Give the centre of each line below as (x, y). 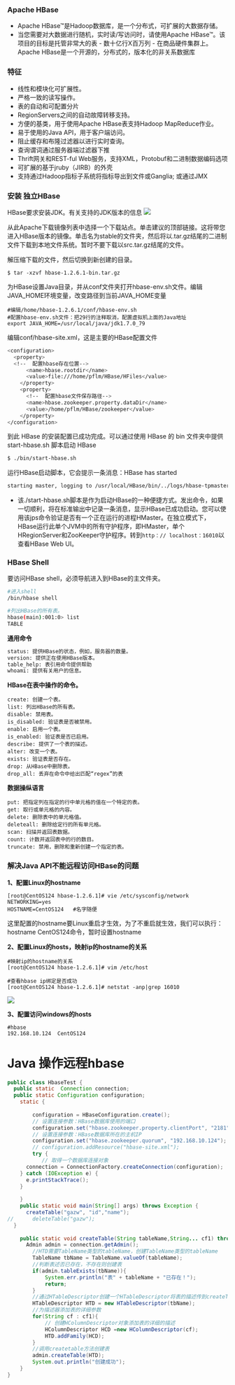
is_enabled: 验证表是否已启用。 (50, 737)
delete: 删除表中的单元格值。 (46, 817)
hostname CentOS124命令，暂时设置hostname (74, 932)
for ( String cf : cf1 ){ (65, 1316)
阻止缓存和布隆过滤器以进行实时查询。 (72, 141)
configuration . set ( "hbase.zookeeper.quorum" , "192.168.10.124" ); (130, 1141)
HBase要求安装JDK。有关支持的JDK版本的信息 (74, 212)
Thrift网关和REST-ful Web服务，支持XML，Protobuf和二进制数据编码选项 (122, 158)
